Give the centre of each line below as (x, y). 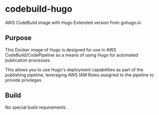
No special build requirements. (36, 107)
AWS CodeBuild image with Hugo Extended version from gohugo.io (73, 23)
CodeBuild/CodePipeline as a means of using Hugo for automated (72, 55)
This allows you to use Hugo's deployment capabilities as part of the (74, 69)
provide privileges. (24, 80)
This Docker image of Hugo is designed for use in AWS (61, 49)
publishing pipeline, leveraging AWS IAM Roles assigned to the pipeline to (79, 75)
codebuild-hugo (39, 9)
